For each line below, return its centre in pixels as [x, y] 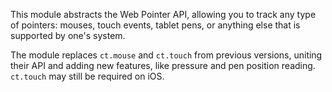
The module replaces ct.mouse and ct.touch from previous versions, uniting [166, 55]
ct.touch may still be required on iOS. [87, 76]
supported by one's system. [68, 35]
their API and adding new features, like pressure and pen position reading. [163, 65]
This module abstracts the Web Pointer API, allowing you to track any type [163, 14]
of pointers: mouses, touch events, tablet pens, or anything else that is [155, 25]
